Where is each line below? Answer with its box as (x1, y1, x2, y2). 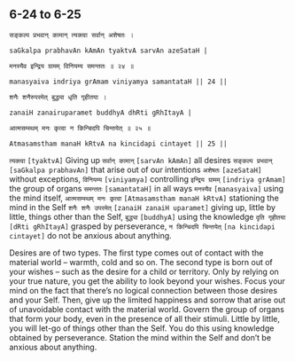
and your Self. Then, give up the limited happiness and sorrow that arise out (9, 294, 286, 305)
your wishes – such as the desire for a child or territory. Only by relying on (9, 266, 279, 277)
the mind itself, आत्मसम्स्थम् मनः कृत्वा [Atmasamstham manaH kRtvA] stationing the (9, 192, 279, 203)
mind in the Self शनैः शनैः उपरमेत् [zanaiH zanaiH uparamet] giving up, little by (9, 201, 276, 212)
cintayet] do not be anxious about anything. (9, 230, 173, 240)
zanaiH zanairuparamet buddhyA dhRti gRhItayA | (9, 108, 192, 117)
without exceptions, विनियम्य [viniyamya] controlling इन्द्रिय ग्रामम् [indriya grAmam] (9, 173, 286, 184)
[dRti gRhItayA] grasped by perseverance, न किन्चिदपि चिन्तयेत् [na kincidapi (9, 221, 276, 232)
